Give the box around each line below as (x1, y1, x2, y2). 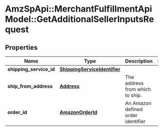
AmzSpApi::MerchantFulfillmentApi (5, 3, 152, 15)
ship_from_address (7, 83, 53, 89)
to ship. (125, 92, 142, 98)
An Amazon (125, 100, 152, 106)
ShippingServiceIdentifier (59, 66, 121, 72)
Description (125, 58, 153, 64)
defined (125, 106, 143, 113)
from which (125, 86, 151, 93)
